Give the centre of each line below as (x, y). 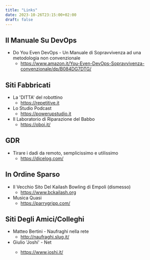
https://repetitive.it (40, 103)
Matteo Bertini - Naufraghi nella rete (51, 231)
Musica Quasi (27, 198)
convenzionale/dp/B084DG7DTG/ (56, 69)
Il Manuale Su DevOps (41, 40)
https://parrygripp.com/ (45, 203)
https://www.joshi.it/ (42, 252)
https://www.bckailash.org (48, 192)
